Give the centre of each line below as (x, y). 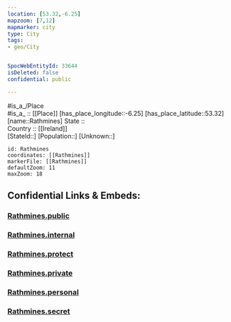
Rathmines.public (38, 215)
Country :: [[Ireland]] (37, 128)
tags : (15, 41)
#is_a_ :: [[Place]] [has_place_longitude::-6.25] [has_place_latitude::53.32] (116, 113)
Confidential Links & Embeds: (74, 196)
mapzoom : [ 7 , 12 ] (31, 21)
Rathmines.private (40, 273)
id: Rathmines (28, 149)
